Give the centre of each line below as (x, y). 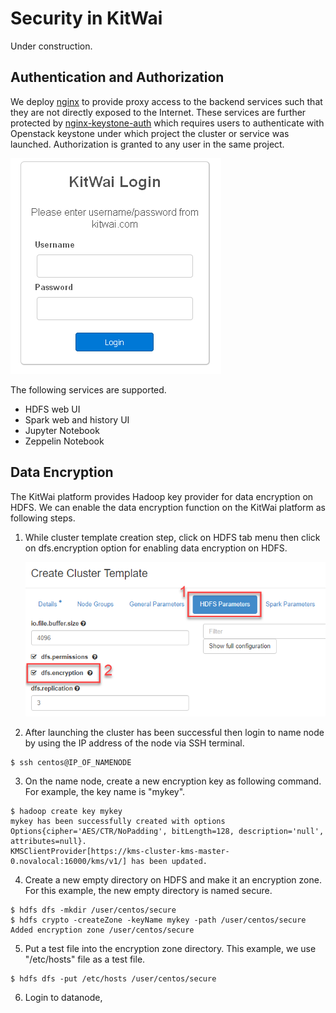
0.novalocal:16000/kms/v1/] (69, 861)
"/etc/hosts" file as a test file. (85, 959)
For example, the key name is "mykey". (105, 791)
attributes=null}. (48, 841)
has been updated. (169, 861)
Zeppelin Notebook (64, 441)
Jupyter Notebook (62, 430)
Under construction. (51, 46)
